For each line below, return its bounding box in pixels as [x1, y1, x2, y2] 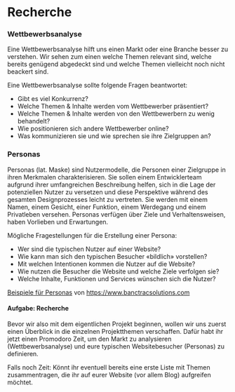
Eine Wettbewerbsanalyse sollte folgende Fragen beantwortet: [7, 81, 188, 90]
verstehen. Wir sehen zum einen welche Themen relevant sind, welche [7, 53, 212, 61]
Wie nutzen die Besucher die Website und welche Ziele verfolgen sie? [17, 267, 220, 276]
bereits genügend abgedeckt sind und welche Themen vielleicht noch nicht [7, 60, 225, 69]
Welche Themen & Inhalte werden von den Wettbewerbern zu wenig [17, 109, 215, 118]
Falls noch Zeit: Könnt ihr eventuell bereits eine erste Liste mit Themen [7, 363, 210, 372]
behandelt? [17, 117, 51, 126]
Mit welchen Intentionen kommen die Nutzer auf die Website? [17, 259, 196, 268]
